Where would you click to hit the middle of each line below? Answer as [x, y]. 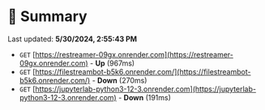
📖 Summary [47, 17]
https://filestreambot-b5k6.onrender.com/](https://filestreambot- [143, 71]
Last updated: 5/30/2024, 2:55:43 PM [73, 39]
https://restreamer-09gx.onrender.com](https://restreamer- [135, 54]
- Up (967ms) [112, 63]
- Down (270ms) [120, 80]
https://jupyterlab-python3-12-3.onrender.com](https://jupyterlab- [146, 89]
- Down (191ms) [145, 97]
